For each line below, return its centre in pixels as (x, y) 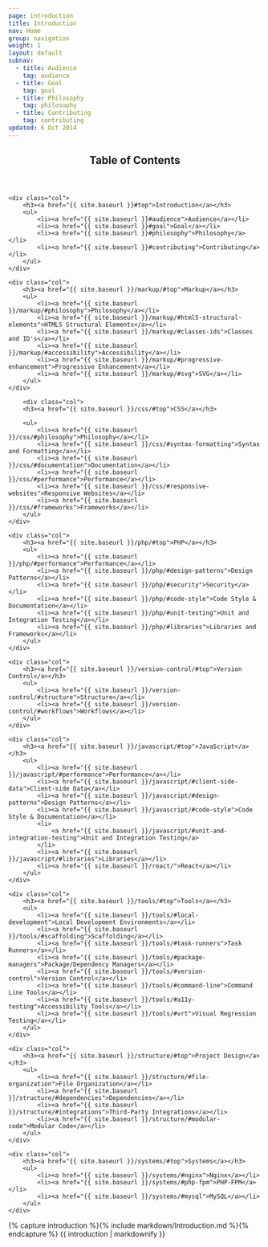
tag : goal (39, 90)
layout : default (35, 53)
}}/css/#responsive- (175, 487)
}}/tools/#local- (170, 916)
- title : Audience (47, 68)
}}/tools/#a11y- (168, 1000)
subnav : (21, 61)
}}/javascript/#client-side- (190, 782)
